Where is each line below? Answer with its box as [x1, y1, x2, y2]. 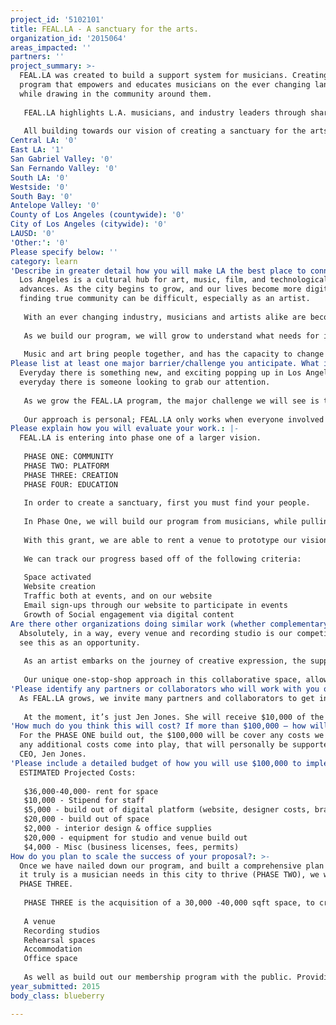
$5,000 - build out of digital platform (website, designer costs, [23, 805, 311, 815]
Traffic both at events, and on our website [23, 591, 213, 601]
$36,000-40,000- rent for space [23, 786, 159, 796]
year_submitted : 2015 [10, 981, 101, 991]
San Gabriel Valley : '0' [10, 154, 114, 164]
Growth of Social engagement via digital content [23, 609, 235, 620]
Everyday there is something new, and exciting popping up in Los [19, 368, 302, 378]
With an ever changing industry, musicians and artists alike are [23, 312, 307, 322]
